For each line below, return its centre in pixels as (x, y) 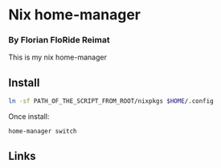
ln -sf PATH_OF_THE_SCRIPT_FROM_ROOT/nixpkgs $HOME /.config (111, 101)
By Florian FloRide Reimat (59, 40)
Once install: (29, 117)
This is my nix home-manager (57, 57)
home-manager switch (43, 131)
